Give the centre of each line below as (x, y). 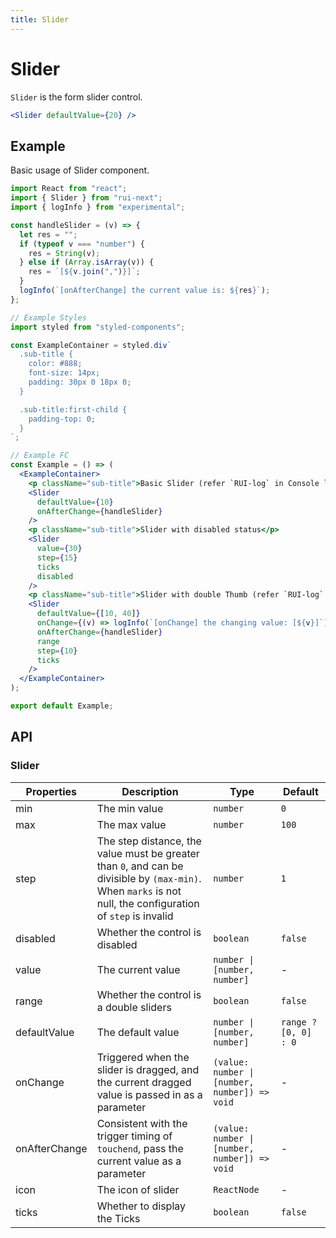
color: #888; (55, 364)
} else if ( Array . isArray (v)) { (87, 262)
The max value (131, 824)
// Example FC (40, 456)
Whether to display (141, 1206)
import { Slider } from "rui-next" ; (86, 198)
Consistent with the (142, 1123)
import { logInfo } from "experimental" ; (98, 207)
